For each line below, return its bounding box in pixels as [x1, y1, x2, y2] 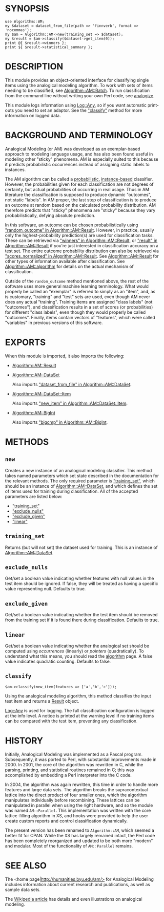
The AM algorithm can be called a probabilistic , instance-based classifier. [5, 176, 153, 182]
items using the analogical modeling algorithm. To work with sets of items [5, 82, 153, 88]
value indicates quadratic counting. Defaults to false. [5, 658, 111, 664]
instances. [5, 167, 26, 173]
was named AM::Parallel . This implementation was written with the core [5, 807, 151, 813]
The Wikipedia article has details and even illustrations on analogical [5, 896, 143, 902]
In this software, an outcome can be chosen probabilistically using [5, 222, 138, 228]
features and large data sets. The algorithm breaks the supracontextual [5, 786, 148, 792]
